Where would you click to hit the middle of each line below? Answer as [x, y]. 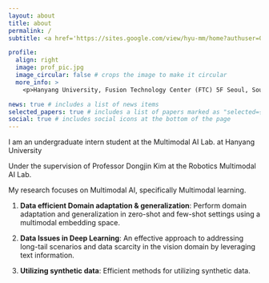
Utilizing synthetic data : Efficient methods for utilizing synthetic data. [135, 271]
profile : [23, 53]
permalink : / [30, 30]
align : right [37, 60]
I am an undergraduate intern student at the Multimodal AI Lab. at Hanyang [132, 142]
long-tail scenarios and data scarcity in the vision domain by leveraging [138, 247]
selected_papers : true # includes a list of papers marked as [114, 112]
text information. [47, 255]
